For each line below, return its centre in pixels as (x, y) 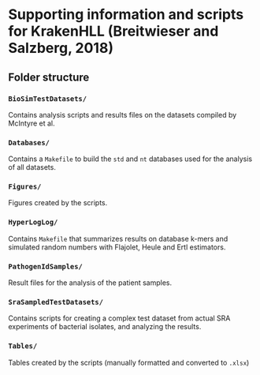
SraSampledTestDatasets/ (56, 302)
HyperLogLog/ (33, 222)
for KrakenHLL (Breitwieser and (113, 31)
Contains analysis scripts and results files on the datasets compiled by (123, 114)
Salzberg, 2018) (61, 48)
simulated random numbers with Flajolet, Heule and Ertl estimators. (117, 247)
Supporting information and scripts (126, 15)
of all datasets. (32, 167)
